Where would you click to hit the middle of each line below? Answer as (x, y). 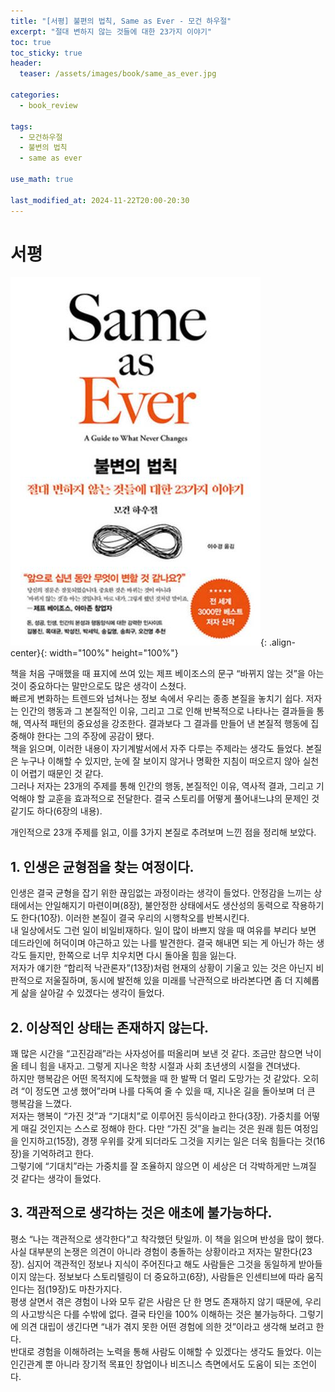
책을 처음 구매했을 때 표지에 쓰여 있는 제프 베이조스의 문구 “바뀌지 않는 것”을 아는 (167, 674)
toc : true (31, 42)
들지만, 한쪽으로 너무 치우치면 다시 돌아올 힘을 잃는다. (132, 956)
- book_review (48, 105)
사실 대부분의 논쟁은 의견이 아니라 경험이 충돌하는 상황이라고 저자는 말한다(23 (161, 1251)
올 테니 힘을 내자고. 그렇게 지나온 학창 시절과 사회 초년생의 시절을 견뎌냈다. (155, 1066)
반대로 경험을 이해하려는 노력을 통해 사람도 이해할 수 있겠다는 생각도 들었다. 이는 (166, 1351)
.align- (282, 642)
